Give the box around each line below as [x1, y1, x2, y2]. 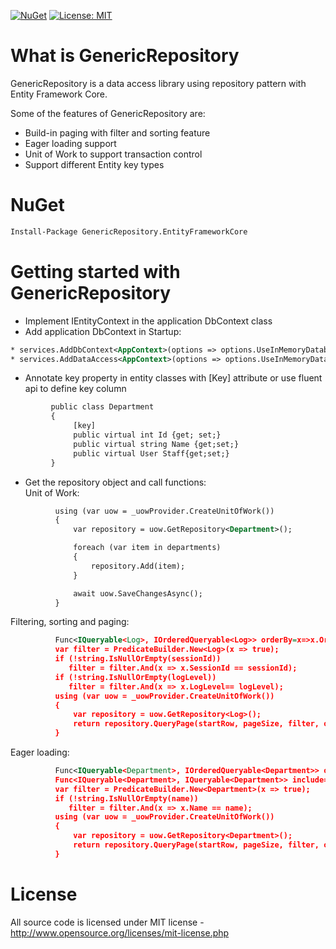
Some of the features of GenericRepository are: [10, 107, 206, 119]
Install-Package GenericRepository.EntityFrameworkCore [10, 226, 248, 237]
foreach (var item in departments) [73, 543, 222, 553]
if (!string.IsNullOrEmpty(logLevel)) [54, 672, 217, 682]
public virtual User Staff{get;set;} [73, 448, 230, 459]
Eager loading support [24, 137, 117, 149]
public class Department [50, 402, 155, 412]
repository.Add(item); [90, 561, 186, 571]
